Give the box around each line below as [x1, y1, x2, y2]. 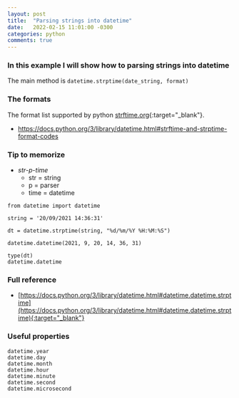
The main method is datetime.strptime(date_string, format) [7, 76, 189, 85]
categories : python [7, 30, 66, 38]
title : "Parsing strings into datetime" [7, 17, 133, 24]
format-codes [17, 132, 59, 140]
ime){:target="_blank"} [17, 314, 85, 323]
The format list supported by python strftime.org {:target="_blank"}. [7, 110, 205, 119]
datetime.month [7, 360, 53, 367]
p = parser [28, 181, 59, 189]
